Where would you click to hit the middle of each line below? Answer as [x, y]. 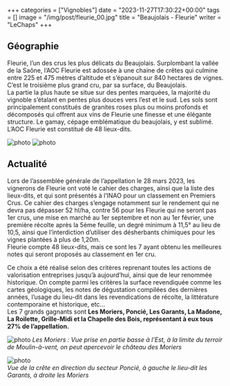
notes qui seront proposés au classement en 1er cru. [82, 254]
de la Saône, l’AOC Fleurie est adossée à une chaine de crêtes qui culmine [113, 70]
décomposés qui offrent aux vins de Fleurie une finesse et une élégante [109, 114]
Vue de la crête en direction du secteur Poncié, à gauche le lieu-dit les [107, 367]
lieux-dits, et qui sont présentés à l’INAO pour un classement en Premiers [112, 195]
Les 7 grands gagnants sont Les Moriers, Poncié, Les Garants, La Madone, [115, 311]
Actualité [27, 164]
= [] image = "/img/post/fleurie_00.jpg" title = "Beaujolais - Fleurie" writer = [114, 17]
